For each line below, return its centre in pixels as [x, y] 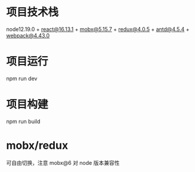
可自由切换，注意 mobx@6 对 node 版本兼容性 [63, 162]
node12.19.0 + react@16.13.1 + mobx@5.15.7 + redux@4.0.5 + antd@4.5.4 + [98, 29]
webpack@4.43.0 [28, 35]
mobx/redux [37, 145]
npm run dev [22, 78]
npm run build [23, 121]
